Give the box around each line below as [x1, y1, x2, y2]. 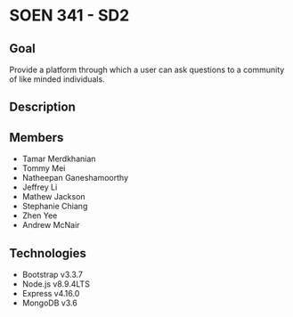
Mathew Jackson [21, 191, 86, 202]
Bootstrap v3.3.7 [21, 269, 83, 280]
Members [9, 130, 64, 145]
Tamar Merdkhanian [21, 153, 96, 165]
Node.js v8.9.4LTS [21, 279, 91, 289]
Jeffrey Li [21, 182, 58, 192]
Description [9, 100, 76, 115]
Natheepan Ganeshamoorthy [21, 173, 129, 183]
